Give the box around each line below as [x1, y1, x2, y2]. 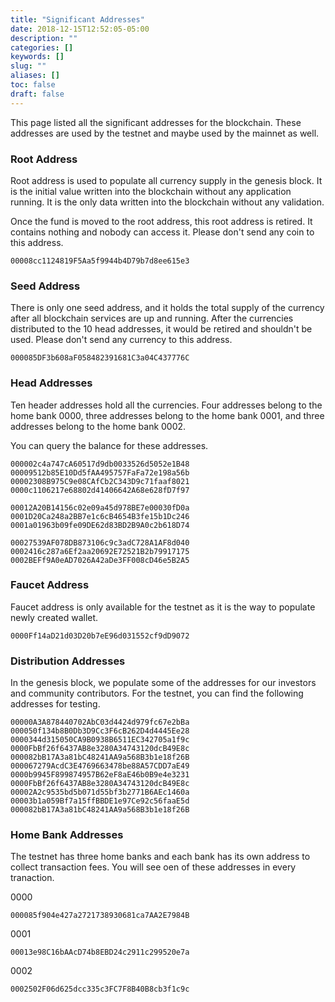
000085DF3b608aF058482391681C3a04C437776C [10, 353, 190, 363]
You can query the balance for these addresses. [10, 439, 209, 451]
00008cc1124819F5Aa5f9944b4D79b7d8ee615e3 [10, 256, 190, 266]
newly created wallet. [10, 611, 99, 623]
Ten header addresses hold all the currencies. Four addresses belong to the [10, 399, 323, 411]
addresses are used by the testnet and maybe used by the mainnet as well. [10, 127, 320, 139]
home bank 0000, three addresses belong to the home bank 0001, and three [10, 409, 325, 421]
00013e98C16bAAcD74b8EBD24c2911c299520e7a [10, 947, 190, 958]
